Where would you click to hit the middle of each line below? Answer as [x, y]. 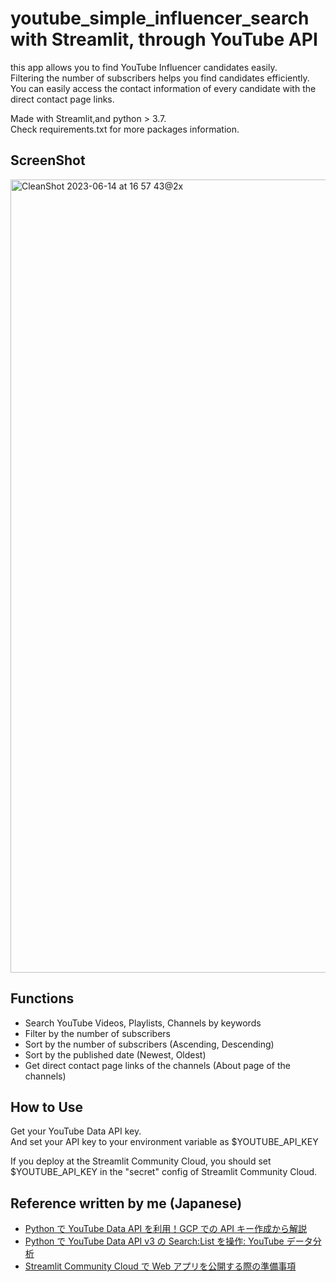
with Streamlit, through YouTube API [164, 39]
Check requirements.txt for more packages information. [125, 129]
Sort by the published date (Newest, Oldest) [115, 1054]
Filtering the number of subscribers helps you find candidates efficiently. [160, 78]
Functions [42, 998]
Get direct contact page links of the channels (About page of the [157, 1065]
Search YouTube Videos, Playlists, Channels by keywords [143, 1023]
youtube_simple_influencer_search [160, 18]
